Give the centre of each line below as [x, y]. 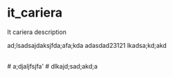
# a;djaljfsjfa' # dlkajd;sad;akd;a [53, 66]
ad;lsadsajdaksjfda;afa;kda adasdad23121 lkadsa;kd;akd [87, 45]
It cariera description [37, 32]
